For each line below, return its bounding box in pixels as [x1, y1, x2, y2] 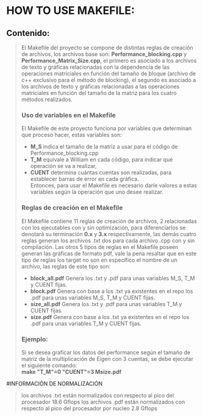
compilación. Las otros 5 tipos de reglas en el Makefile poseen [21, 243, 179, 250]
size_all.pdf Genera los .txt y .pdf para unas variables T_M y [30, 300, 182, 307]
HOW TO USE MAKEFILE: [6, 4, 135, 18]
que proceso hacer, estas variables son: [21, 131, 122, 139]
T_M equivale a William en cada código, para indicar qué [30, 156, 173, 163]
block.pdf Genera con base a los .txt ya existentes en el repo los [30, 287, 193, 295]
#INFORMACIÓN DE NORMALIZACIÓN [6, 380, 103, 387]
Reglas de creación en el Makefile [21, 203, 123, 212]
